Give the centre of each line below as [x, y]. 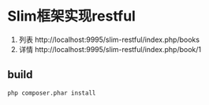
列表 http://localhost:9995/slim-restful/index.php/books [109, 39]
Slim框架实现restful [71, 16]
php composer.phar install [52, 93]
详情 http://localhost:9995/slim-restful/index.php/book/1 [110, 49]
